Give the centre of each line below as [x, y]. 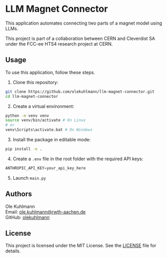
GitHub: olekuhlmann [27, 217]
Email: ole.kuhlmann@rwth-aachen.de [46, 212]
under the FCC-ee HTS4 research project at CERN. [59, 44]
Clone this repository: [35, 82]
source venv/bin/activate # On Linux [46, 120]
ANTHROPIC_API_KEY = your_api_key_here [46, 168]
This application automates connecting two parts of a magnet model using [84, 23]
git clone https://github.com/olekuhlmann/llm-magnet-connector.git [80, 92]
